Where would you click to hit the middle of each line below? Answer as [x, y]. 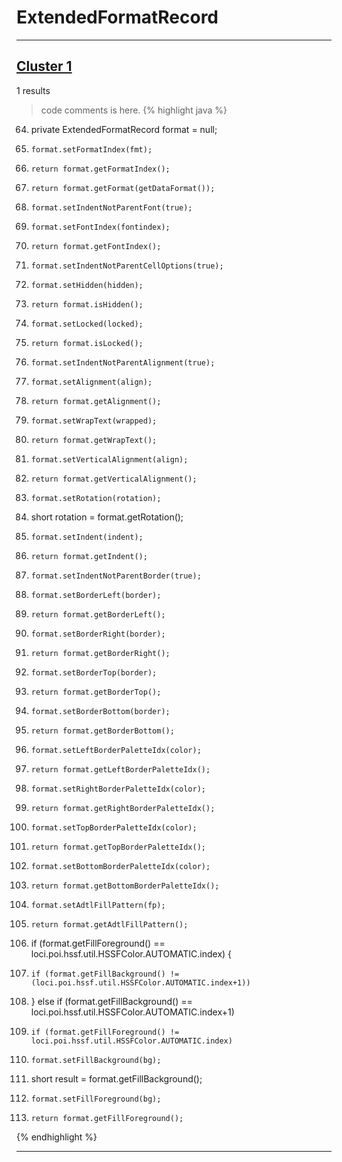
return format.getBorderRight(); [100, 653]
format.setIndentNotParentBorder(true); [116, 576]
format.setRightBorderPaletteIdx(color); [118, 789]
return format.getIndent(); [89, 556]
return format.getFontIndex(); [96, 246]
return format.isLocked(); [87, 343]
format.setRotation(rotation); [96, 498]
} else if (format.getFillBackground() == [111, 1001]
